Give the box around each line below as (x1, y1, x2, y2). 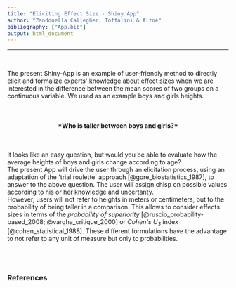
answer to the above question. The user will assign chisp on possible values (7, 181, 228, 189)
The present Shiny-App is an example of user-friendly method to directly (7, 70, 218, 78)
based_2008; (7, 218, 46, 226)
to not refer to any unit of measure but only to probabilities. (7, 235, 178, 243)
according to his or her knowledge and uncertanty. (7, 188, 155, 197)
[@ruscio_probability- (140, 210, 204, 218)
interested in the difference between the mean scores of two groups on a (7, 84, 219, 93)
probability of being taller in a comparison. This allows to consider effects (7, 203, 220, 211)
